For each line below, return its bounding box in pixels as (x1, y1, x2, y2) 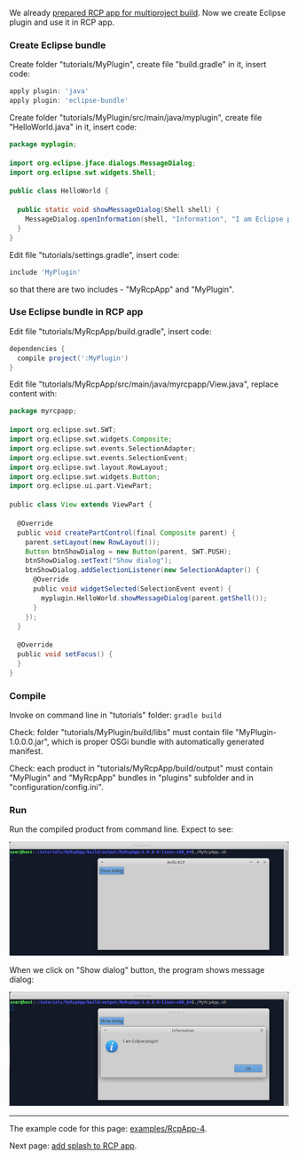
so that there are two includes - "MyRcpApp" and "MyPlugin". (9, 284, 235, 294)
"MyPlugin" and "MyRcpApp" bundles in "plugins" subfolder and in (9, 772, 255, 783)
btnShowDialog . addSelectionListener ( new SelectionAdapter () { (25, 566, 260, 575)
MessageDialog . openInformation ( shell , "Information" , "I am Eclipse (25, 215, 284, 224)
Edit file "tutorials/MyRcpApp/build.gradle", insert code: (9, 325, 212, 336)
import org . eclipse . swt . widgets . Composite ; (9, 435, 173, 444)
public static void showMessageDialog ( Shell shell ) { (17, 206, 220, 215)
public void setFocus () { (17, 650, 114, 659)
